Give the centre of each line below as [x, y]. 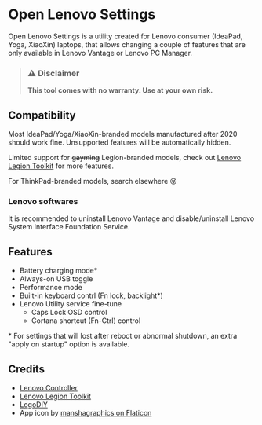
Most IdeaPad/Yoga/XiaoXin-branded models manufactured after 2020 [123, 134]
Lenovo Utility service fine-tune [71, 304]
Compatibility [42, 115]
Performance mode [51, 288]
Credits [27, 369]
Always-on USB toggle [56, 279]
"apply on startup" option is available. [69, 344]
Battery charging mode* [58, 271]
